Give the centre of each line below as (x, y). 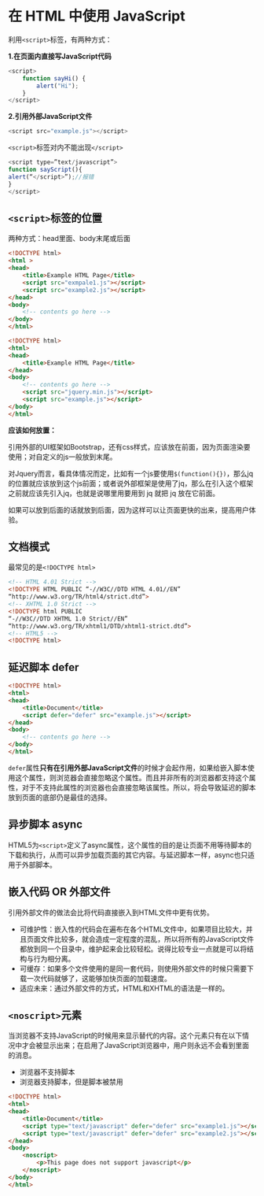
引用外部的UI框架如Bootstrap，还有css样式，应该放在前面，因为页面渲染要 (130, 446)
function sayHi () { (54, 78)
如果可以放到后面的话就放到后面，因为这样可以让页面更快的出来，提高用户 (128, 509)
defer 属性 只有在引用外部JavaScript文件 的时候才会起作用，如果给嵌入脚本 (128, 768)
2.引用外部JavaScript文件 (50, 117)
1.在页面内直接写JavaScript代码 (60, 56)
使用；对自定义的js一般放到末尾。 (62, 457)
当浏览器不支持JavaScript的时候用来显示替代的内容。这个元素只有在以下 (125, 1035)
